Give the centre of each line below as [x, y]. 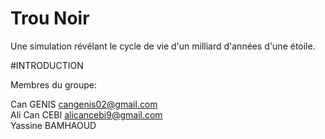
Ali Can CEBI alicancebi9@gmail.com [86, 114]
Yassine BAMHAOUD [53, 125]
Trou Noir [50, 18]
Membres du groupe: [54, 84]
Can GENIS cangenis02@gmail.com [84, 104]
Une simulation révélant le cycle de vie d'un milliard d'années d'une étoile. [163, 46]
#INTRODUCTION [47, 65]
